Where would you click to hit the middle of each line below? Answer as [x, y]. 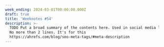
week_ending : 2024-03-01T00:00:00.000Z [46, 10]
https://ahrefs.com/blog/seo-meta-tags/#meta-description [70, 37]
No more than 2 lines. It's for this [48, 32]
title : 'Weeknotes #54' [29, 19]
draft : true [17, 14]
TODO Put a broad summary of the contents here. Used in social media [83, 28]
